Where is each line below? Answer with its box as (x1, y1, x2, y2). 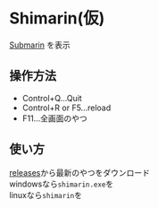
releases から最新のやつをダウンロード (9, 167, 150, 178)
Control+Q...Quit (21, 92, 82, 103)
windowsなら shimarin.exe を (9, 178, 114, 189)
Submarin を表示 (9, 39, 71, 50)
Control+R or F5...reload (21, 102, 112, 113)
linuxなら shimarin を (9, 189, 83, 200)
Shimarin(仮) (9, 8, 105, 29)
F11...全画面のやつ (21, 113, 87, 124)
